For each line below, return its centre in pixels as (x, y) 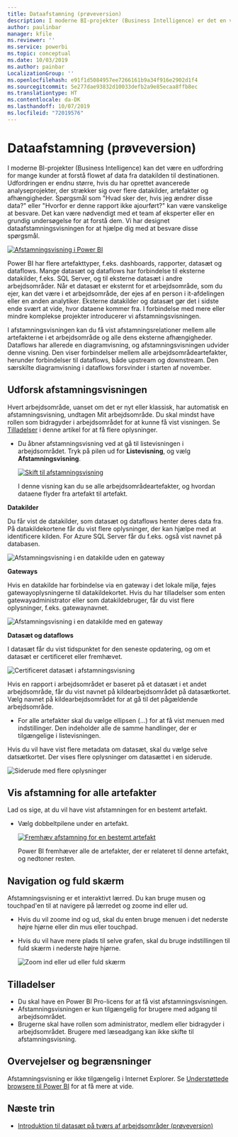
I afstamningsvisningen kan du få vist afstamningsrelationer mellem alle (112, 330)
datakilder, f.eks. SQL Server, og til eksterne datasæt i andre (95, 278)
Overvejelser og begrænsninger (79, 1061)
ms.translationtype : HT (42, 93)
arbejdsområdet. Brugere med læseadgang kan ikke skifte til (106, 1031)
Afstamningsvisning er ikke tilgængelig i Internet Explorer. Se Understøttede (118, 1078)
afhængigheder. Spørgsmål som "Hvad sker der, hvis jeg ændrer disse (110, 198)
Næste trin (31, 1109)
